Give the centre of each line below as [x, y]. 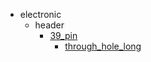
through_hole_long [103, 46]
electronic [40, 14]
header [49, 25]
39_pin [63, 35]
